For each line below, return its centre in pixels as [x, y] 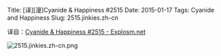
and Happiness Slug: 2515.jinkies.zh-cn [63, 18]
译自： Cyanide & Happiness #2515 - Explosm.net [77, 32]
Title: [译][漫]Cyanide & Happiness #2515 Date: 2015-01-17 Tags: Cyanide [111, 10]
